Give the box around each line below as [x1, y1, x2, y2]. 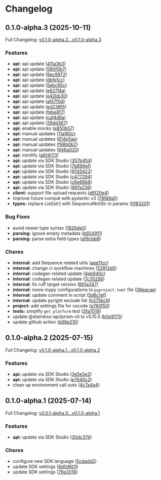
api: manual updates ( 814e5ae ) [12, 136, 78, 142]
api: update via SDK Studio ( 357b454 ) [12, 157, 93, 164]
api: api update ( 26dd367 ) [12, 120, 68, 126]
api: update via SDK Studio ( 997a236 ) [12, 184, 92, 190]
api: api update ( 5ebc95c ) [12, 82, 67, 89]
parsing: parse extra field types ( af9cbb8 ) [12, 235, 101, 242]
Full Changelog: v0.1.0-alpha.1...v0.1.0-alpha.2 [5, 347, 100, 353]
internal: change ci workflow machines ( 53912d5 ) [12, 265, 117, 271]
